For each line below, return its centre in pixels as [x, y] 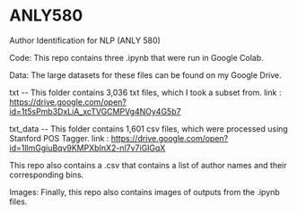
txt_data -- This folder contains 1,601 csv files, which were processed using [149, 128]
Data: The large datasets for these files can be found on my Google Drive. [146, 75]
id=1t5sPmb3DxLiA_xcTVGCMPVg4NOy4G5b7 [95, 111]
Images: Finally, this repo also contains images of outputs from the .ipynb [144, 192]
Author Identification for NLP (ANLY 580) [85, 40]
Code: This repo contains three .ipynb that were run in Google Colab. [137, 57]
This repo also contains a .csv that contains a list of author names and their [148, 165]
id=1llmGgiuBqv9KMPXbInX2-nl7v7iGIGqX [87, 148]
